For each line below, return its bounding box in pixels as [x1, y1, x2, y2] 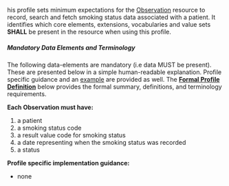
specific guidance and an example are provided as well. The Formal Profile [7, 75, 220, 83]
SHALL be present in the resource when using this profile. [7, 27, 172, 36]
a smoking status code [17, 124, 82, 132]
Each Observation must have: [7, 103, 94, 111]
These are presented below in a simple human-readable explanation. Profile [7, 68, 222, 76]
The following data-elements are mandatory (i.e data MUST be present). [7, 60, 212, 69]
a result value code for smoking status [17, 130, 126, 139]
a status [17, 146, 40, 154]
